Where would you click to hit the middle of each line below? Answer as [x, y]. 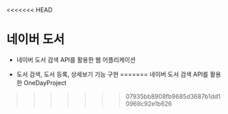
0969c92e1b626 [149, 103]
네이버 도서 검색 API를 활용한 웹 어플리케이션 [76, 59]
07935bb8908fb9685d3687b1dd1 [173, 96]
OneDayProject [45, 83]
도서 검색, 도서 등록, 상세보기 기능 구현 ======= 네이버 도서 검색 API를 [112, 74]
